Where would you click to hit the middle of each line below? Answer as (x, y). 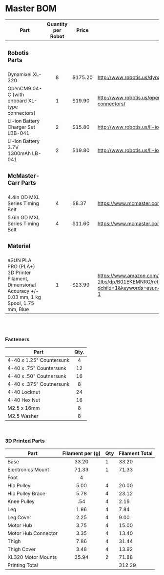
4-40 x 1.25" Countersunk (39, 360)
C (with (16, 95)
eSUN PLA (20, 260)
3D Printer (19, 273)
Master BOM (31, 9)
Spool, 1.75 (21, 303)
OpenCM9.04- (25, 88)
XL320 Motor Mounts (32, 557)
